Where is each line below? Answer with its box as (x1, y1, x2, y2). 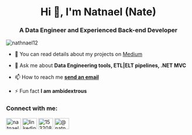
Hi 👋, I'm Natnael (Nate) (40, 5, 156, 19)
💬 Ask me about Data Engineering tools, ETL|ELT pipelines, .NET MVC (14, 62, 186, 69)
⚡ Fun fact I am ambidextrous (14, 88, 87, 95)
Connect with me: (6, 105, 58, 113)
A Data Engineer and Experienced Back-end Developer (19, 26, 177, 34)
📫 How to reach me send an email (14, 74, 100, 81)
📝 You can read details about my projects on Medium (14, 51, 142, 58)
